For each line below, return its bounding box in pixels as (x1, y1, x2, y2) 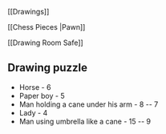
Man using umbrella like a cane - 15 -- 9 (18, 116, 152, 126)
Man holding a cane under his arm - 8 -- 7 (18, 99, 159, 109)
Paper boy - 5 (18, 91, 65, 100)
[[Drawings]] (7, 7, 50, 16)
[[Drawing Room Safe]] (7, 38, 83, 47)
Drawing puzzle (7, 61, 88, 75)
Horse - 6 (18, 82, 51, 91)
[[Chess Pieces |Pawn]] (7, 22, 86, 31)
